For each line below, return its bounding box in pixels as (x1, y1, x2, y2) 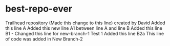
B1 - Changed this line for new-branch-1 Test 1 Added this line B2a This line (5, 30, 164, 36)
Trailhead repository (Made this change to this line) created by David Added (5, 20, 165, 26)
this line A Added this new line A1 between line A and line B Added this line (5, 25, 163, 31)
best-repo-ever (5, 3, 73, 15)
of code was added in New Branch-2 (5, 36, 83, 42)
